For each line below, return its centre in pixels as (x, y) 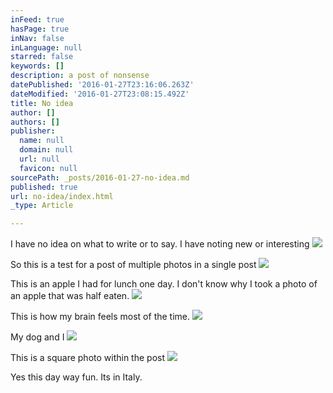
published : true (44, 187)
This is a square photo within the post (88, 358)
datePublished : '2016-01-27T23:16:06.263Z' (102, 85)
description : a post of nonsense (80, 76)
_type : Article (42, 206)
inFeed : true (37, 19)
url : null (39, 159)
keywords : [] (37, 66)
